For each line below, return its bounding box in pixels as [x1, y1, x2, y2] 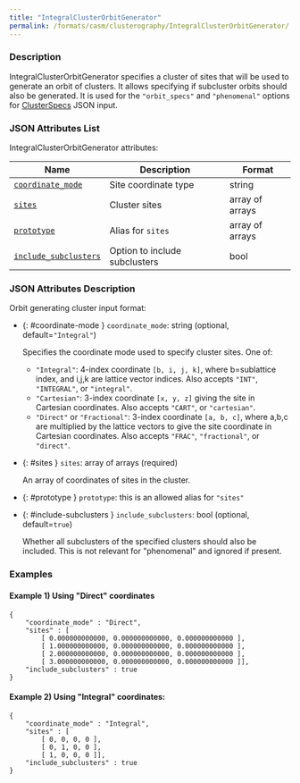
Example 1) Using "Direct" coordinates [9, 590, 155, 601]
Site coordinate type [109, 179, 195, 191]
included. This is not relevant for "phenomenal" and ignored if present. [21, 546, 282, 557]
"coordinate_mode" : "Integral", [25, 719, 150, 728]
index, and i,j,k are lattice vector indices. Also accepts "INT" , [35, 374, 259, 384]
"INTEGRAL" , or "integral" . [35, 383, 133, 394]
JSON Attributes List [9, 122, 100, 134]
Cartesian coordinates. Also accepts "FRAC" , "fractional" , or [35, 431, 261, 442]
